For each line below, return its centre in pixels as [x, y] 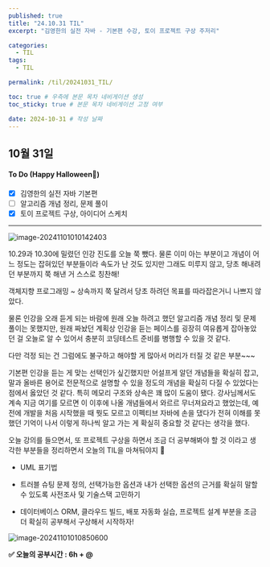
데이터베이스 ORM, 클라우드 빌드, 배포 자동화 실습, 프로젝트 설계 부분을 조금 [138, 511]
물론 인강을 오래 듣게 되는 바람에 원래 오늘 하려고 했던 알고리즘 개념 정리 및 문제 [133, 318]
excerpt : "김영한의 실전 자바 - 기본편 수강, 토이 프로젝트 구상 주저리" [114, 31]
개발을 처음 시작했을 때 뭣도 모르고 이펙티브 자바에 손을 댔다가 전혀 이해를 [138, 413]
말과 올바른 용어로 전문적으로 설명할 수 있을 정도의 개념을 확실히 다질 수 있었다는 [134, 383]
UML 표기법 [39, 467]
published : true [35, 16]
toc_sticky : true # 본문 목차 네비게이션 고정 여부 [86, 104]
